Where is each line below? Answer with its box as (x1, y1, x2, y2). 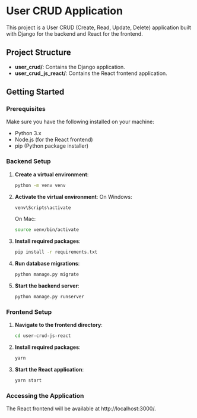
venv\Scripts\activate (14, 204, 71, 211)
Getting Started (6, 87, 65, 97)
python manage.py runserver (14, 294, 84, 300)
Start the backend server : (14, 282, 80, 289)
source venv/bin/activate (14, 227, 79, 233)
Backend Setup (6, 157, 52, 166)
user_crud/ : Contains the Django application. (14, 63, 126, 70)
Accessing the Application (6, 391, 84, 400)
